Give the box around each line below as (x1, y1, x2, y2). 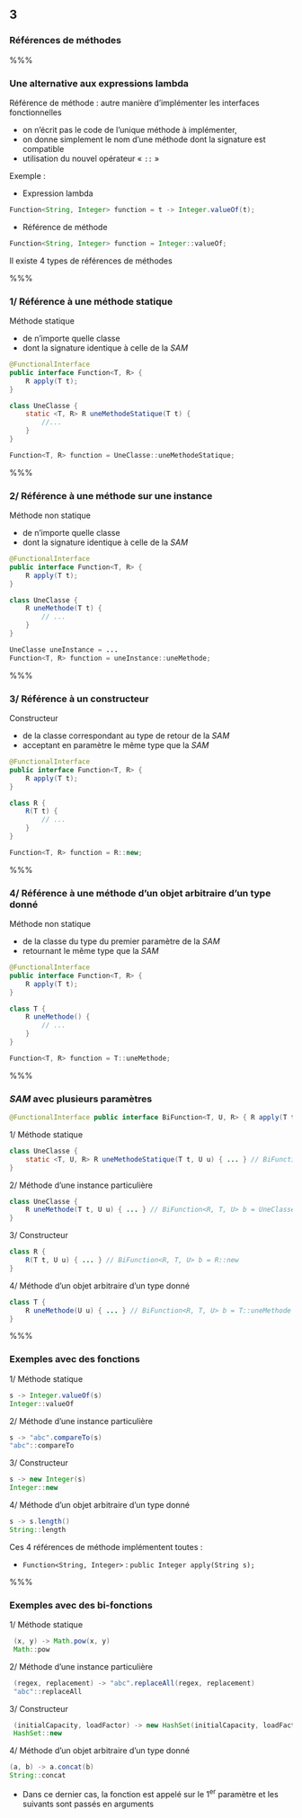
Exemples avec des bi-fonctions (9, 1599, 153, 1611)
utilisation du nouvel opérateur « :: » (22, 153, 160, 164)
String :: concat (9, 1771, 67, 1780)
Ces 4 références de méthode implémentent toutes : (9, 1541, 203, 1552)
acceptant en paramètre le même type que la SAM (22, 740, 209, 750)
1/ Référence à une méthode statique (9, 295, 173, 307)
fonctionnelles (9, 107, 62, 118)
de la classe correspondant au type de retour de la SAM (22, 730, 230, 741)
